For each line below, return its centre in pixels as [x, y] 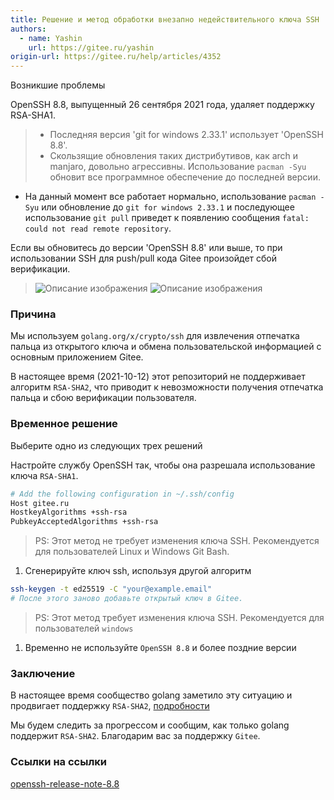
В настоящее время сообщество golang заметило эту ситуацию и [151, 695]
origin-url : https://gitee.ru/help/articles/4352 [116, 57]
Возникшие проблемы [58, 85]
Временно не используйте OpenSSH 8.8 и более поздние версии [160, 647]
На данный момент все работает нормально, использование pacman [170, 197]
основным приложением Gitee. [77, 357]
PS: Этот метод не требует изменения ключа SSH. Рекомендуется [177, 541]
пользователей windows [84, 628]
